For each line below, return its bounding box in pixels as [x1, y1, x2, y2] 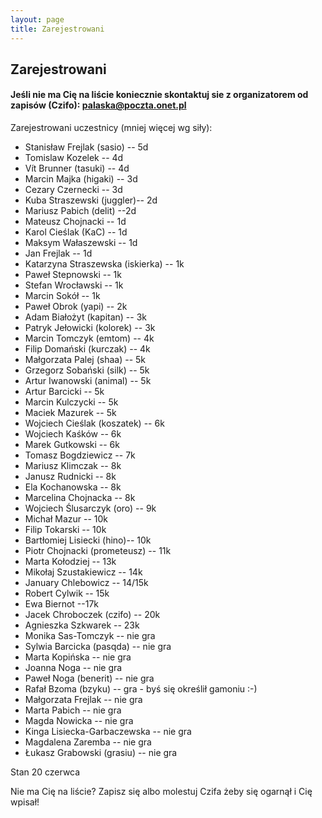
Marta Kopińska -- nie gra [24, 651, 132, 663]
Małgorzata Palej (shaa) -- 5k [24, 354, 147, 366]
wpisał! [10, 796, 40, 808]
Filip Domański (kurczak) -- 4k [24, 343, 151, 355]
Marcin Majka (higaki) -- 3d [24, 173, 138, 185]
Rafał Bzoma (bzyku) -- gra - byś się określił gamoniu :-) [24, 683, 258, 695]
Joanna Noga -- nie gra [24, 662, 123, 674]
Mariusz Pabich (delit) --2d [24, 205, 137, 217]
